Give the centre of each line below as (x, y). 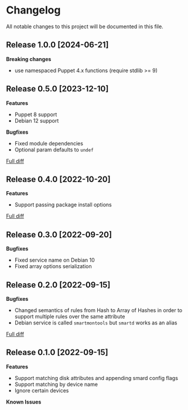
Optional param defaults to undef (54, 150)
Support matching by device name (56, 384)
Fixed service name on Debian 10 (54, 260)
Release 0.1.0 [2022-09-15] (57, 353)
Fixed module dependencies (49, 143)
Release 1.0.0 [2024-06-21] (58, 45)
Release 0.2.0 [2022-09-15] (58, 285)
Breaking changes (29, 59)
